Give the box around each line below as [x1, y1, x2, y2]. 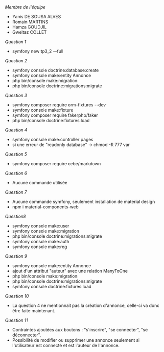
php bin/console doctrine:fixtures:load [12, 118, 90, 123]
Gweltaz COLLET [12, 29, 47, 35]
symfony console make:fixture [12, 107, 73, 113]
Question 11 [5, 317, 28, 323]
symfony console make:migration [12, 228, 79, 234]
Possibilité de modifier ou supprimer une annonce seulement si [12, 337, 140, 343]
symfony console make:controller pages [12, 137, 94, 142]
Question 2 [5, 58, 27, 63]
